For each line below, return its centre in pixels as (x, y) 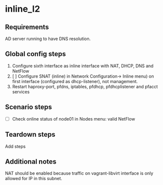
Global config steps (35, 54)
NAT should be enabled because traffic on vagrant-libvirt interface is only (79, 173)
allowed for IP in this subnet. (34, 179)
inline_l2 (23, 9)
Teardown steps (30, 134)
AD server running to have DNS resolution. (48, 39)
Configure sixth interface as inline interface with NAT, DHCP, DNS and (83, 66)
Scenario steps (29, 107)
